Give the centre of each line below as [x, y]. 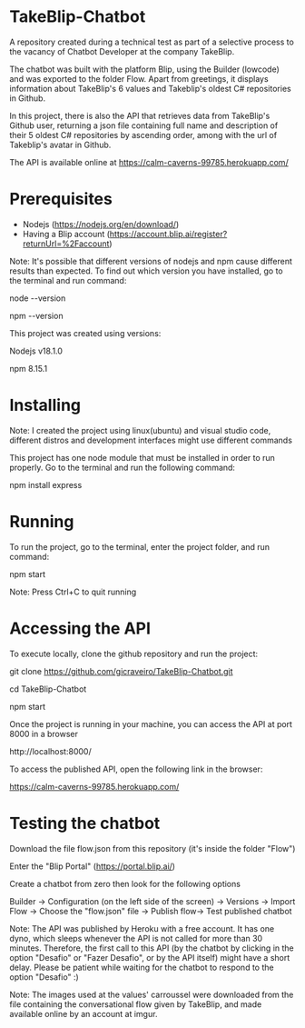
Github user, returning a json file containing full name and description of [144, 125]
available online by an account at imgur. [84, 1013]
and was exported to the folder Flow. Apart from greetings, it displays [139, 78]
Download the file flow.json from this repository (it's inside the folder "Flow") [152, 848]
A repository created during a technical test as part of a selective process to [152, 42]
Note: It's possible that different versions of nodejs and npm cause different [151, 261]
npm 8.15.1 [29, 368]
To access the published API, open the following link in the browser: [136, 769]
